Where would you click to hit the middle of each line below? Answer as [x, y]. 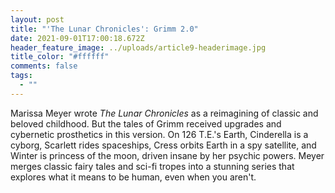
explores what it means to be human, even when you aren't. [133, 177]
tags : [21, 76]
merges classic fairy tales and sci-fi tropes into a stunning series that [152, 166]
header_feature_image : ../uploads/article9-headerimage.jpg [138, 47]
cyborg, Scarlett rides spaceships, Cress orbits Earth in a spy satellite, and [163, 145]
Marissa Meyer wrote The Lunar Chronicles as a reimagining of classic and [164, 113]
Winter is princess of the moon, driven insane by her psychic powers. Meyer [167, 155]
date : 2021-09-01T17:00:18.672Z [77, 38]
